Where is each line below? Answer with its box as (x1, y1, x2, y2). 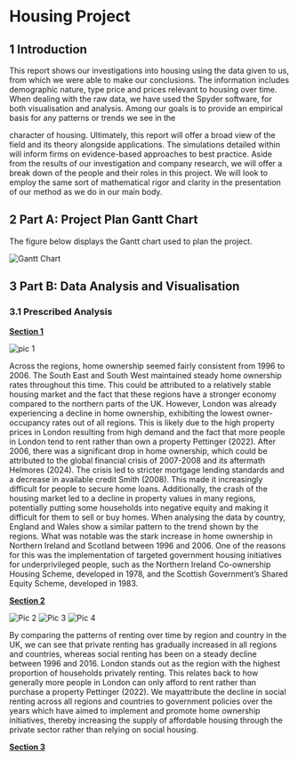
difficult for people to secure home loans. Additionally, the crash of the (9, 483, 269, 494)
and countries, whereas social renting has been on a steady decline (9, 648, 257, 659)
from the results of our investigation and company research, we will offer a (9, 158, 283, 168)
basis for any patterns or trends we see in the (9, 113, 176, 123)
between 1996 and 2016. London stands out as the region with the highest (9, 658, 281, 668)
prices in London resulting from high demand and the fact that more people (9, 426, 286, 437)
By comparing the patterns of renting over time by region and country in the (9, 629, 287, 640)
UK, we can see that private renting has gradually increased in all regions (9, 639, 278, 650)
